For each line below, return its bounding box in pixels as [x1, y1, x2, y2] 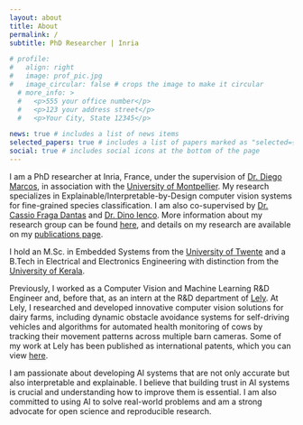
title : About [9, 22, 59, 31]
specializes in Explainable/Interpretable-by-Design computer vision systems [9, 190, 293, 201]
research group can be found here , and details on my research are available [9, 218, 291, 230]
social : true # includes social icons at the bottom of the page [9, 146, 260, 156]
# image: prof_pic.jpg [9, 71, 103, 81]
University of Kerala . [9, 265, 86, 276]
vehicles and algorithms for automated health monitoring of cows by [9, 321, 263, 332]
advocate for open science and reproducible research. [9, 405, 212, 416]
